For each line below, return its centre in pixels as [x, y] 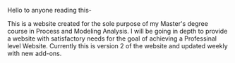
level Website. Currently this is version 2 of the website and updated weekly [117, 46]
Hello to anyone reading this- [49, 10]
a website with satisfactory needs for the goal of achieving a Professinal [112, 38]
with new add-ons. [35, 53]
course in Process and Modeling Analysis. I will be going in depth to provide [117, 31]
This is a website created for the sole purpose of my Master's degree [108, 23]
